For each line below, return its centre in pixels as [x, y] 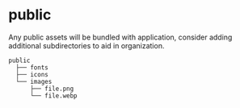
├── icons [32, 74]
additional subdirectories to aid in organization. [86, 45]
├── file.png [52, 89]
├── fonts [32, 67]
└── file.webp [54, 96]
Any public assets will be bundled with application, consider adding [120, 37]
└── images [34, 81]
